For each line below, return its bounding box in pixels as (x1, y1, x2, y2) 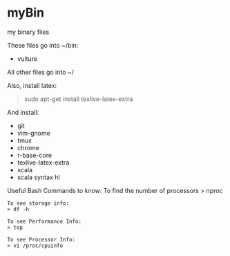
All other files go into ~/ (7, 68, 75, 76)
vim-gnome (17, 129, 50, 137)
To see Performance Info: (7, 218, 82, 225)
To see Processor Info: (7, 236, 76, 243)
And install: (7, 108, 39, 116)
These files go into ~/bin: (7, 41, 79, 49)
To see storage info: (7, 199, 70, 207)
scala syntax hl (17, 173, 60, 181)
